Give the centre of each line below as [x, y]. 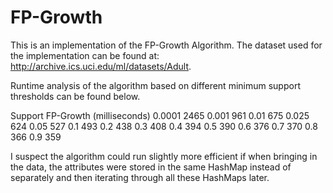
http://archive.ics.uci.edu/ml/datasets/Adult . [101, 66]
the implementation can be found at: [85, 55]
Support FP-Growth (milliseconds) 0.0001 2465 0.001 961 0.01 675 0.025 [160, 115]
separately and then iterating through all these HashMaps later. [140, 177]
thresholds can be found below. [75, 96]
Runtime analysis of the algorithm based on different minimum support [155, 85]
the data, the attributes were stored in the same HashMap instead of [151, 167]
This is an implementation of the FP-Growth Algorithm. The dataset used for [166, 45]
